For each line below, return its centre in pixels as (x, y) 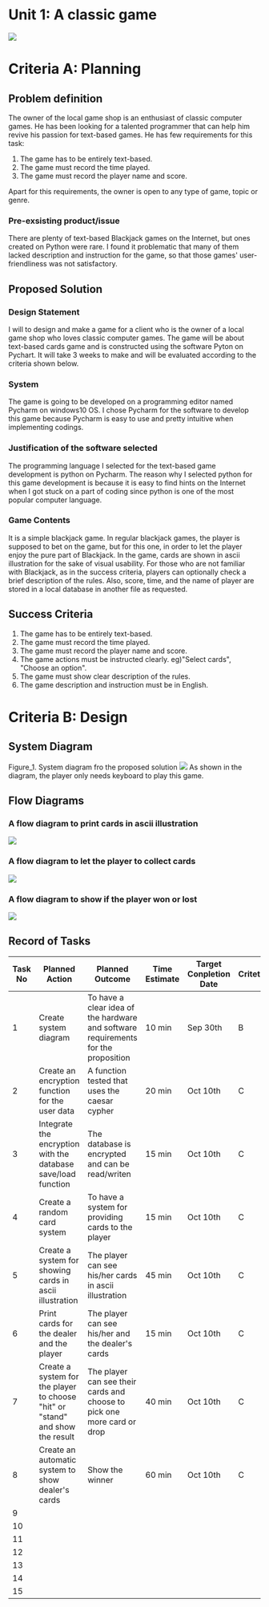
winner (100, 1479)
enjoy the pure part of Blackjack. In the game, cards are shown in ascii (124, 554)
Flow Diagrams (46, 801)
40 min (159, 1402)
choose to (106, 1402)
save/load (57, 1174)
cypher (101, 1110)
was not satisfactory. (83, 264)
